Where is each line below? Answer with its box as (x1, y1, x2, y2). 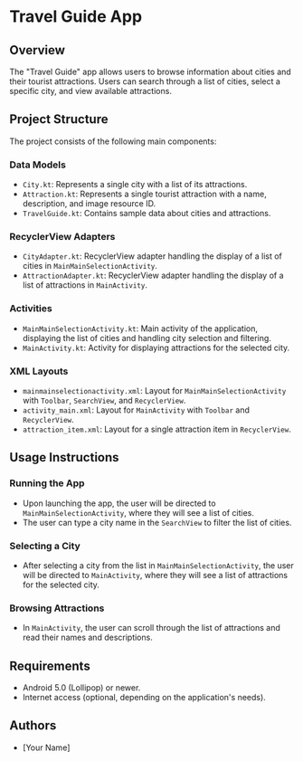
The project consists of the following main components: (9, 136, 217, 147)
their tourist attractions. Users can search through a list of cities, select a (9, 76, 280, 87)
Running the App (9, 477, 85, 490)
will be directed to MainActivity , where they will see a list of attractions (22, 569, 288, 580)
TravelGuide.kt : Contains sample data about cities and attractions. (22, 208, 271, 219)
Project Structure (9, 111, 109, 128)
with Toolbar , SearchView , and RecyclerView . (22, 395, 186, 405)
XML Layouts (9, 365, 69, 377)
